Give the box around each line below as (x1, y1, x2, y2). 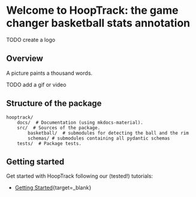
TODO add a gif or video (6, 81, 67, 88)
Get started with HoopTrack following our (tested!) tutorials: (6, 172, 153, 180)
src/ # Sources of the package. (17, 125, 101, 131)
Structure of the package (6, 98, 102, 108)
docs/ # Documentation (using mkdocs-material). (17, 119, 144, 126)
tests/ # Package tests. (17, 140, 82, 147)
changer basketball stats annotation (6, 16, 191, 30)
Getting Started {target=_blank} (14, 184, 92, 192)
